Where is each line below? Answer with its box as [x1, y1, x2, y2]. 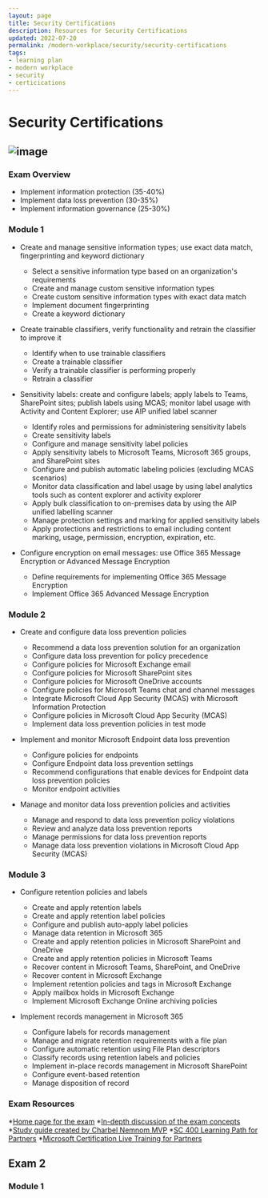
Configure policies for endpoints [31, 750, 138, 759]
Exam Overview [8, 169, 71, 180]
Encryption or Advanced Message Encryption [19, 556, 170, 566]
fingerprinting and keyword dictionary [19, 250, 146, 260]
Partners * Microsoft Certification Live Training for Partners [8, 1133, 202, 1143]
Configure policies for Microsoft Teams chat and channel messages [31, 685, 255, 695]
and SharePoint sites [31, 455, 100, 465]
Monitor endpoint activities [31, 783, 121, 793]
